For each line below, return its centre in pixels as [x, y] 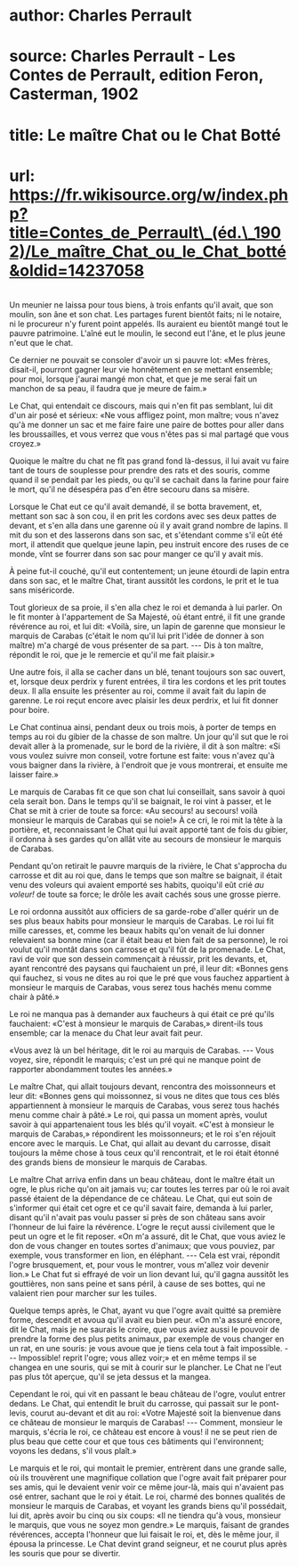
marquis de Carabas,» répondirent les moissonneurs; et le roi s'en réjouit [142, 1134]
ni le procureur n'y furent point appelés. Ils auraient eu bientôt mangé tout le [149, 324]
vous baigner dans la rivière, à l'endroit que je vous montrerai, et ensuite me [149, 765]
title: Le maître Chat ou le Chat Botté [145, 135]
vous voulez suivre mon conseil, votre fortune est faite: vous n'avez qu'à [142, 755]
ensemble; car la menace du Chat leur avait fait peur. [106, 1033]
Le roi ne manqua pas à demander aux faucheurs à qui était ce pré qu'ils [142, 1013]
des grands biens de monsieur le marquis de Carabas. [108, 1162]
